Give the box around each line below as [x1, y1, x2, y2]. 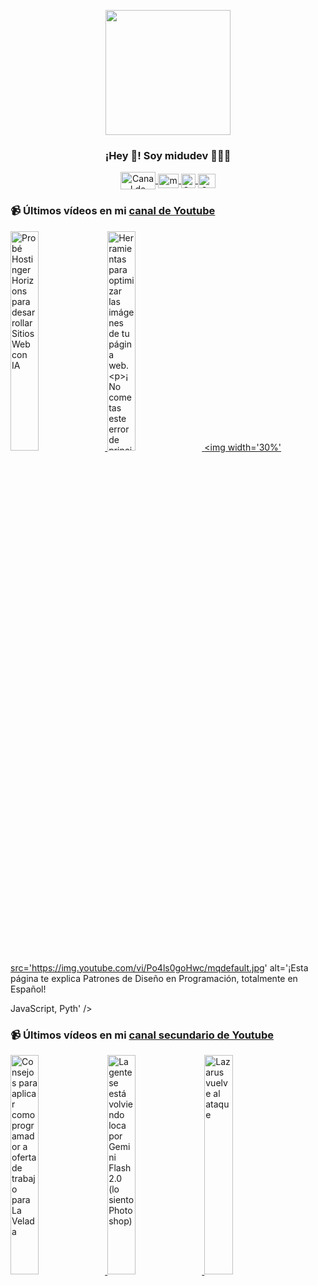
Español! [10, 983, 47, 995]
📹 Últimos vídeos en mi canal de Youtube [10, 204, 216, 218]
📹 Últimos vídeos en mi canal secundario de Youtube [10, 1028, 275, 1042]
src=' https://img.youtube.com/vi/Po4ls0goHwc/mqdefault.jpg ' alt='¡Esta [10, 961, 309, 974]
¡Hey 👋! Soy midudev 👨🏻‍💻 [104, 148, 232, 162]
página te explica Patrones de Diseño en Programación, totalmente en [10, 972, 298, 984]
